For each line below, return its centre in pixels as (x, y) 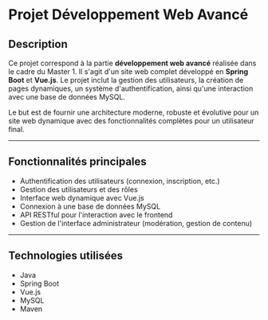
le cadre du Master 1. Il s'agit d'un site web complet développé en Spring (128, 72)
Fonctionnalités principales (78, 162)
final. (17, 129)
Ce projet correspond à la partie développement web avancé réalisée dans (132, 63)
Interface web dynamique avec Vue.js (82, 197)
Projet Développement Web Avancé (128, 15)
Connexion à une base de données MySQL (90, 206)
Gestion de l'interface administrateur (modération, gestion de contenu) (136, 223)
